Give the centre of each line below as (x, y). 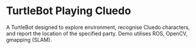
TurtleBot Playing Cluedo (69, 11)
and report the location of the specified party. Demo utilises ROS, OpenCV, (97, 33)
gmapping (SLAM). (29, 40)
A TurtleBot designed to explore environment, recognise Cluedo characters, (98, 27)
